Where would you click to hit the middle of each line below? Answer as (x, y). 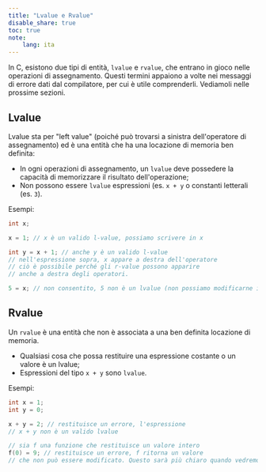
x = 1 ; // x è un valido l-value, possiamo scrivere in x (106, 238)
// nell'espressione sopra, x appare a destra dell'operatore (113, 259)
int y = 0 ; (26, 410)
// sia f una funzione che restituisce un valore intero (104, 446)
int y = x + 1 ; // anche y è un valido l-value (88, 252)
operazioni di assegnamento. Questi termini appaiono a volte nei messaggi (130, 76)
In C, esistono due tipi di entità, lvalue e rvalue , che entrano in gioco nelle (129, 67)
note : (17, 38)
